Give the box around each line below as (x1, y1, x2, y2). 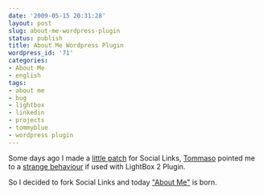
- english (8, 71, 42, 79)
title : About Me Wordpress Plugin (8, 42, 125, 50)
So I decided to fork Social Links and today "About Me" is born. (8, 177, 217, 187)
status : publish (8, 34, 63, 43)
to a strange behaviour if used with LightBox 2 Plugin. (8, 161, 186, 171)
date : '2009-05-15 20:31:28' (8, 11, 106, 20)
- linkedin (8, 109, 45, 117)
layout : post (8, 19, 52, 27)
